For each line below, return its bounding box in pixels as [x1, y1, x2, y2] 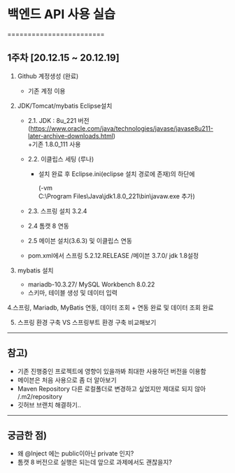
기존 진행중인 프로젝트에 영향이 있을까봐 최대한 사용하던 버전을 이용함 [17, 367, 206, 375]
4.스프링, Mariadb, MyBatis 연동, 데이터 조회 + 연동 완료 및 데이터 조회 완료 [7, 303, 214, 312]
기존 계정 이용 [27, 87, 66, 95]
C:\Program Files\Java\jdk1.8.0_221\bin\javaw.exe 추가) [38, 191, 195, 200]
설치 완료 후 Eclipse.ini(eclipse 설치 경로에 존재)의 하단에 [38, 169, 195, 178]
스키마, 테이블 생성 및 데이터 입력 [27, 288, 117, 297]
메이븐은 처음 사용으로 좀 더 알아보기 [17, 375, 117, 384]
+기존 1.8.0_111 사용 [27, 140, 81, 148]
